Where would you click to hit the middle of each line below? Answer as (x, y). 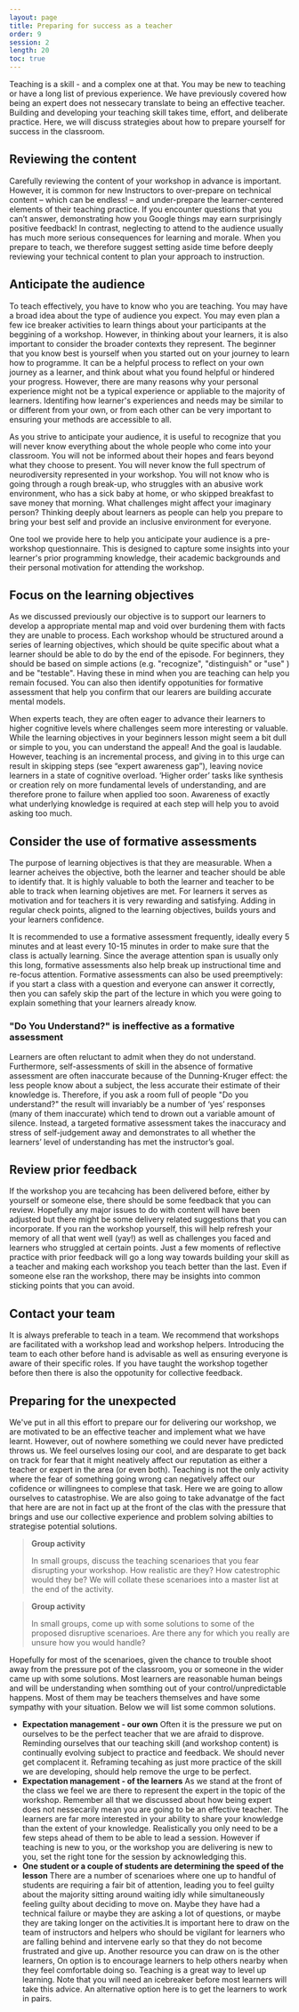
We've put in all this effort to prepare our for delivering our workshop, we (143, 1422)
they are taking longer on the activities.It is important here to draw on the (156, 1922)
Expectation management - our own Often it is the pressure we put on (152, 1724)
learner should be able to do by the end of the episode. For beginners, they (147, 654)
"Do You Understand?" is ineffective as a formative (122, 1026)
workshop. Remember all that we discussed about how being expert (147, 1799)
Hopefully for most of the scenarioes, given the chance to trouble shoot (141, 1660)
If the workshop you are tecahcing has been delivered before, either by (140, 1191)
